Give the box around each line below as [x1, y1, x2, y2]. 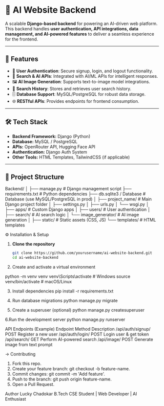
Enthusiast [5, 396, 26, 402]
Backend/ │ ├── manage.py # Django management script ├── [5, 186, 132, 192]
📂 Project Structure [5, 173, 64, 181]
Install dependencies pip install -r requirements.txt [12, 288, 114, 294]
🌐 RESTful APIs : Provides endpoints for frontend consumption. [12, 98, 140, 104]
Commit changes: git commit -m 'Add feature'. [12, 371, 105, 377]
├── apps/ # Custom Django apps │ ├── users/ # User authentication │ [5, 206, 151, 212]
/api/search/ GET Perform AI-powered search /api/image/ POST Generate [5, 337, 153, 342]
